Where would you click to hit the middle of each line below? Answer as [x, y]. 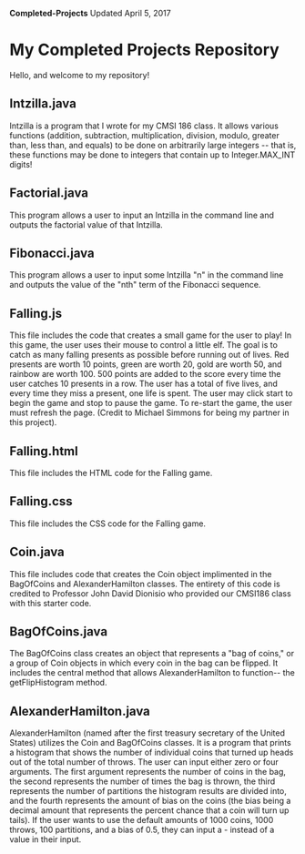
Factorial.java [49, 193]
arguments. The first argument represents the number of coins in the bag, [148, 772]
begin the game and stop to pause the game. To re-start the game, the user [151, 403]
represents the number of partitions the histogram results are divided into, [148, 791]
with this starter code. [51, 603]
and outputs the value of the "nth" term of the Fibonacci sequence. [135, 285]
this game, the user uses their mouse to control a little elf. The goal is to [143, 345]
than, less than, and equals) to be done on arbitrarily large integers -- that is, [153, 145]
